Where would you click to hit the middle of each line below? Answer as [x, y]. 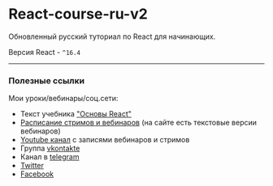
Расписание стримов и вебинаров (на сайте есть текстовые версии [139, 123]
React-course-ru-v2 [78, 14]
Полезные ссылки [47, 80]
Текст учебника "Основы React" [76, 114]
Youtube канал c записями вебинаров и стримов [105, 140]
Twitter [32, 166]
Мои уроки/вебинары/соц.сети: [63, 99]
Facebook [37, 174]
